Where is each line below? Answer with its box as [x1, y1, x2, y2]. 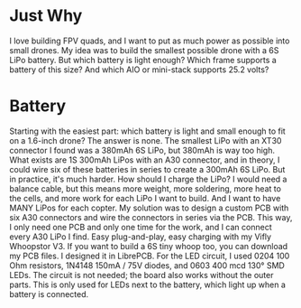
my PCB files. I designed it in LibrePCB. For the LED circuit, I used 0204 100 [9, 250, 290, 261]
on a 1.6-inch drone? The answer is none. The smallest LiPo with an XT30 [9, 135, 282, 145]
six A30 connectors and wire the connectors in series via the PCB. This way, [9, 211, 293, 222]
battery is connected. [9, 288, 89, 299]
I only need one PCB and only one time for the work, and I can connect [9, 221, 272, 232]
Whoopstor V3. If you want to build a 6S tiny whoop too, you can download [9, 240, 288, 251]
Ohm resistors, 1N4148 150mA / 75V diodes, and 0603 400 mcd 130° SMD [9, 259, 286, 271]
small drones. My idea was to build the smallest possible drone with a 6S [9, 44, 279, 55]
